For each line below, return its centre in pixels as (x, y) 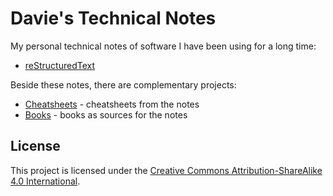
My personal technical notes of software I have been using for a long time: (163, 46)
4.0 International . (45, 181)
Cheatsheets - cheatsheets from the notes (112, 104)
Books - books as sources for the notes (106, 114)
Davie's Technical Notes (113, 18)
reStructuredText (60, 65)
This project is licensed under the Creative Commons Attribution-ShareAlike (166, 170)
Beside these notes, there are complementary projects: (123, 84)
